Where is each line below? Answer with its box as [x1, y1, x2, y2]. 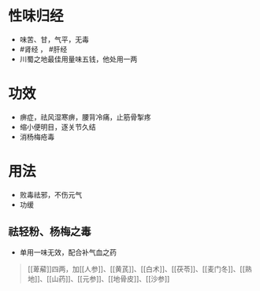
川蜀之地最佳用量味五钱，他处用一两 [19, 54, 138, 64]
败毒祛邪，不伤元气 [19, 190, 83, 199]
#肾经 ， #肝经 [19, 44, 68, 53]
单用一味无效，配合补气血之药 [19, 247, 117, 256]
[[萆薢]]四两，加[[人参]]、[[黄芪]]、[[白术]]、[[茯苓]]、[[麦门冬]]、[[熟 [27, 264, 252, 274]
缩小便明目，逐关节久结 [19, 122, 96, 131]
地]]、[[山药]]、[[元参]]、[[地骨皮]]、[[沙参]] [27, 274, 170, 283]
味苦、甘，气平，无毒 [19, 35, 89, 44]
